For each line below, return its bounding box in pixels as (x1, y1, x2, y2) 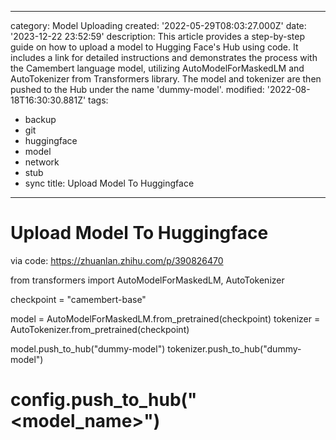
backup (24, 114, 57, 125)
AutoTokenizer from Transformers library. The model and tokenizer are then (10, 73, 322, 85)
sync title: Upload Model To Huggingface (24, 177, 195, 189)
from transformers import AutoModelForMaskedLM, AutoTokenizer (10, 274, 285, 286)
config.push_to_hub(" (10, 389, 198, 411)
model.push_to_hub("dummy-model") (10, 342, 166, 355)
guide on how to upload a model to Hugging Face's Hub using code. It (10, 41, 299, 53)
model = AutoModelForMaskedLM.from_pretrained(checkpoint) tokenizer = (10, 312, 321, 325)
